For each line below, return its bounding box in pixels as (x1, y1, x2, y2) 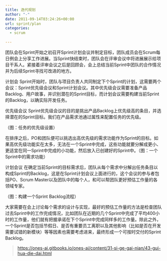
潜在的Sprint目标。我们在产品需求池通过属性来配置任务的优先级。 (9, 114, 144, 120)
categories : (5, 26, 30, 31)
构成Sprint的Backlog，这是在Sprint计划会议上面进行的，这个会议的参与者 (5, 170, 155, 176)
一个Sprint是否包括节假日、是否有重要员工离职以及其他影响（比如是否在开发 (5, 222, 162, 229)
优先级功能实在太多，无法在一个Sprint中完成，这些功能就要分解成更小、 (13, 141, 162, 147)
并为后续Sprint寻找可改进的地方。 (5, 68, 75, 74)
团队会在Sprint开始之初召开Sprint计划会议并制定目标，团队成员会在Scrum (5, 49, 157, 55)
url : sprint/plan (5, 21, 41, 26)
